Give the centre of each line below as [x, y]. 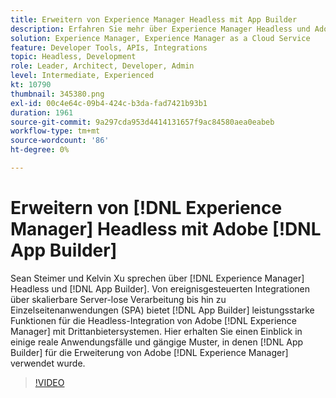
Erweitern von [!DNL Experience [146, 208]
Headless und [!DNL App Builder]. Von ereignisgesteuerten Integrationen [160, 288]
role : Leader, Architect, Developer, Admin [102, 66]
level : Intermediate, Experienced [82, 76]
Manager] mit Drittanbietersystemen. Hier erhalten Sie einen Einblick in [156, 331]
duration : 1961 [42, 112]
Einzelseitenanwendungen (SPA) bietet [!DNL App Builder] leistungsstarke [162, 310]
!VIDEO [49, 382]
